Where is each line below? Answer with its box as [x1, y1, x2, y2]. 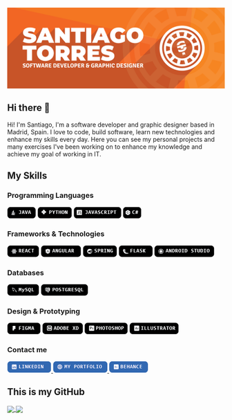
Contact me [7, 345, 48, 355]
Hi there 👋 [7, 102, 50, 114]
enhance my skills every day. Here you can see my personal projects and [7, 135, 215, 143]
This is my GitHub [7, 386, 85, 398]
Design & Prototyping [7, 307, 81, 316]
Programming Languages [7, 191, 95, 201]
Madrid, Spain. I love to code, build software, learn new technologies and [7, 127, 215, 136]
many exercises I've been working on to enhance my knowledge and [7, 143, 202, 151]
